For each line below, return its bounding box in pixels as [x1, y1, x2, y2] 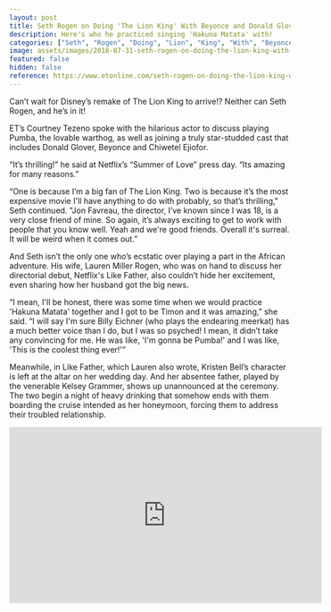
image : [9, 47, 34, 55]
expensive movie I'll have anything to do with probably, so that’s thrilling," [9, 195, 279, 206]
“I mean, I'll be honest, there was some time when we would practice [9, 296, 263, 307]
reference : [9, 72, 50, 81]
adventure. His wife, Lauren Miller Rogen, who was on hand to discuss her [9, 260, 283, 271]
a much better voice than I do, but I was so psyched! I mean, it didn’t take [9, 325, 278, 336]
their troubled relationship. [9, 409, 107, 420]
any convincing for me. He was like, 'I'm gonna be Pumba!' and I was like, [9, 335, 280, 345]
